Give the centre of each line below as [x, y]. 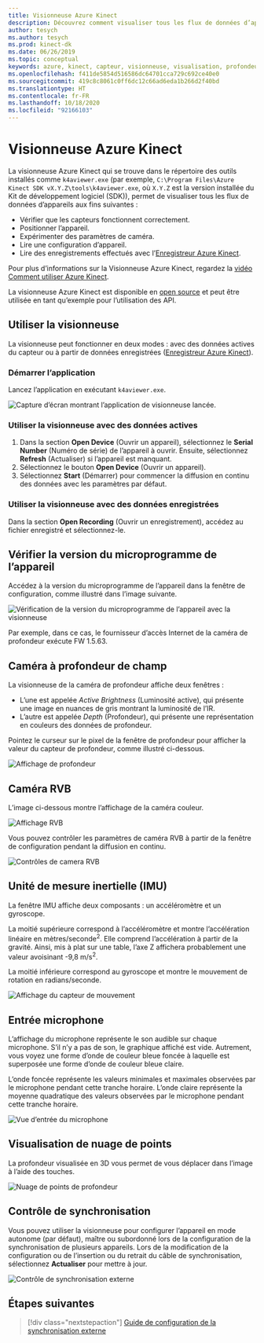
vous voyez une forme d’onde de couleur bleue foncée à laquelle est [119, 1056]
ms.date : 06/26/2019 [42, 52]
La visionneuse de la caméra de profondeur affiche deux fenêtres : [116, 685]
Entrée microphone [56, 1020]
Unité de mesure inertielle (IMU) [88, 886]
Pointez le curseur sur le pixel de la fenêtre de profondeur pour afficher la [127, 740]
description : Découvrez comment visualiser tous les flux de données [125, 23]
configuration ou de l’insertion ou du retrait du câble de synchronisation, [125, 1255]
